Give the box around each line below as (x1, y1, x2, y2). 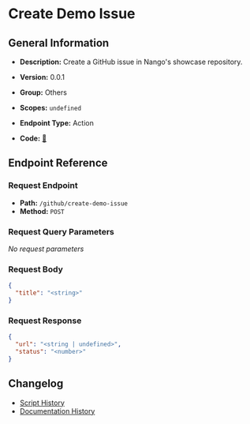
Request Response (8, 315, 82, 326)
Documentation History (19, 406, 95, 415)
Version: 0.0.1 (19, 73, 65, 81)
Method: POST (19, 206, 65, 216)
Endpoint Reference (8, 156, 108, 170)
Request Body (8, 264, 63, 275)
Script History (19, 398, 65, 407)
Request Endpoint (8, 180, 78, 191)
